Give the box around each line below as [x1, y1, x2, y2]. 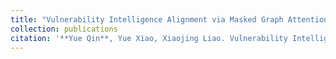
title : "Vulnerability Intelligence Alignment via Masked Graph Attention [10, 14, 329, 25]
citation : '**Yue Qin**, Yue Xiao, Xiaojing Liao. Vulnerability [10, 33, 288, 43]
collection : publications [10, 24, 118, 34]
